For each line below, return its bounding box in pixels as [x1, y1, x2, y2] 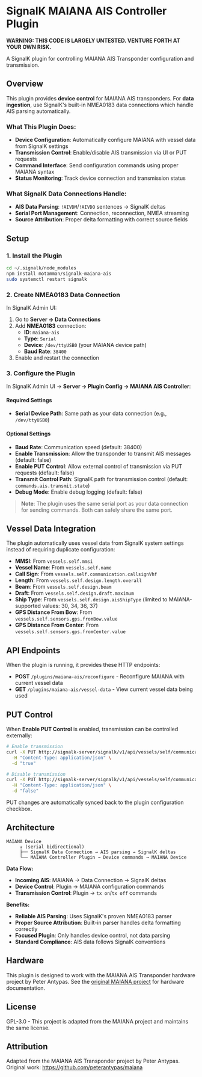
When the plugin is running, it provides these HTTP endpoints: [6, 661, 161, 669]
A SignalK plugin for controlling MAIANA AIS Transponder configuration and [6, 55, 194, 62]
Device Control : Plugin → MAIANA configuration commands [14, 883, 164, 890]
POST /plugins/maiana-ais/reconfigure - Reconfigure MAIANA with [14, 673, 185, 680]
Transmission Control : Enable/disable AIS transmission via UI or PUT [14, 149, 188, 156]
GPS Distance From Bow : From [14, 609, 93, 616]
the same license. [6, 1024, 50, 1031]
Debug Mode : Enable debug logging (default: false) [14, 488, 143, 496]
